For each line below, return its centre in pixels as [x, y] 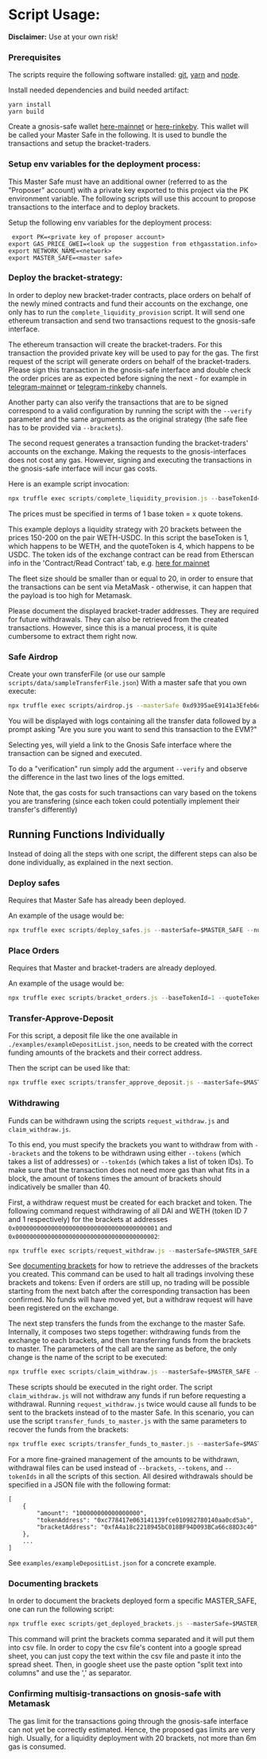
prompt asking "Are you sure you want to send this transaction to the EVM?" [133, 729]
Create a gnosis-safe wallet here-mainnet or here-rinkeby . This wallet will [128, 127]
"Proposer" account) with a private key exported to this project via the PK [128, 190]
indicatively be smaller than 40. [60, 1187]
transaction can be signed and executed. [75, 753]
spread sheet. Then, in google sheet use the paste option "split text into [126, 1665]
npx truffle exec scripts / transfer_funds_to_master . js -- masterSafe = [126, 1444]
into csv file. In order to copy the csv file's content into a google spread [125, 1647]
